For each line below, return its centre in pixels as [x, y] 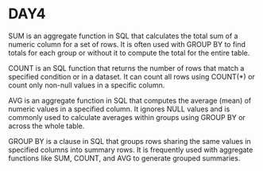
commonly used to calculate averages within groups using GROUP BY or [127, 117]
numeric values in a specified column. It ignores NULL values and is [119, 109]
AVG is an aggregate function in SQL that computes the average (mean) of [130, 100]
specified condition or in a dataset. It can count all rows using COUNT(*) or [132, 76]
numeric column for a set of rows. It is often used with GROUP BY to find [127, 44]
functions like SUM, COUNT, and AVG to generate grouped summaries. [124, 158]
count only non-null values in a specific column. [87, 85]
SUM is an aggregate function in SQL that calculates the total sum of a [123, 36]
